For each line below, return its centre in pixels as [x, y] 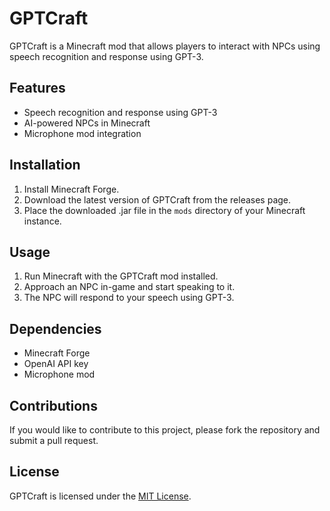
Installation [45, 165]
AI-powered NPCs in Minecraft [87, 123]
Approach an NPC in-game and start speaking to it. [129, 287]
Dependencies [55, 328]
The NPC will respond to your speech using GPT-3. [129, 298]
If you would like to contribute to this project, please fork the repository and [165, 430]
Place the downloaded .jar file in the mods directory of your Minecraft [164, 210]
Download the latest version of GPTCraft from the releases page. [157, 199]
